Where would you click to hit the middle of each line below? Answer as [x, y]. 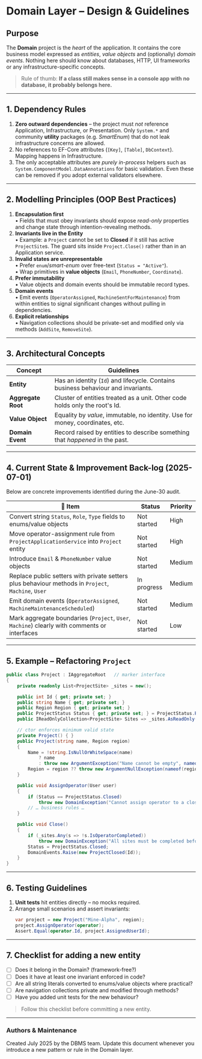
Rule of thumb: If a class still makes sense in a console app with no [105, 78]
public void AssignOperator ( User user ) [67, 785]
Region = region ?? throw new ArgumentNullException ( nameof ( [106, 769]
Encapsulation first [39, 214]
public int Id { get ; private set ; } [64, 697]
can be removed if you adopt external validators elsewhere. [88, 175]
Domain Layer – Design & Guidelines [98, 11]
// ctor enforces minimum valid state [66, 730]
